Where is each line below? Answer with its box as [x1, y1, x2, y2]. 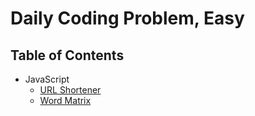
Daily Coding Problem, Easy [10, 7, 245, 30]
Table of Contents [10, 47, 125, 64]
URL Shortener [39, 84, 102, 96]
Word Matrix [39, 95, 92, 106]
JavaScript [24, 73, 70, 85]
